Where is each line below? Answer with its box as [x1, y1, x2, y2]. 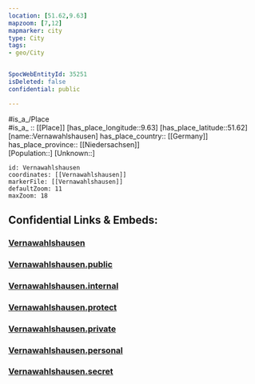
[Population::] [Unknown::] [8, 148, 96, 158]
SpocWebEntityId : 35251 [8, 70, 88, 78]
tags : [8, 42, 26, 50]
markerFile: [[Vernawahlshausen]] [8, 178, 124, 186]
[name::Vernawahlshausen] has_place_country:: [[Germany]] [8, 131, 209, 141]
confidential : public [8, 85, 81, 93]
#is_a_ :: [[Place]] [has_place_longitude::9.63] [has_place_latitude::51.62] [8, 122, 248, 132]
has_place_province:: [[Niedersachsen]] [8, 139, 140, 149]
